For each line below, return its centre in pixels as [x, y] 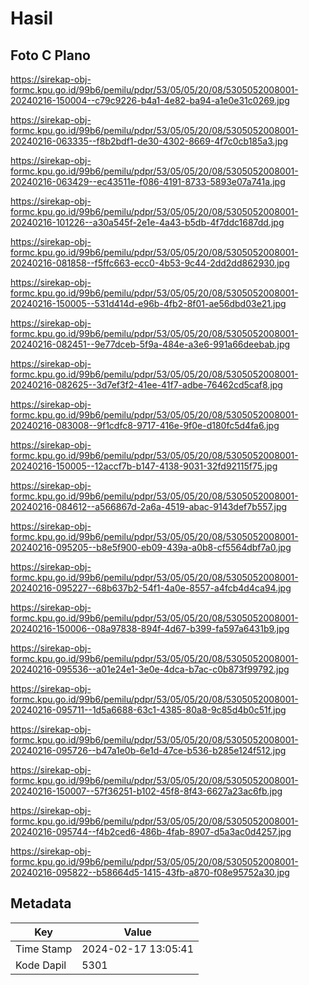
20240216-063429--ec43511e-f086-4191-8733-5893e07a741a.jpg [148, 181]
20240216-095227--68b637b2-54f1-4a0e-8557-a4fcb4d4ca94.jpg [151, 588]
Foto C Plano [50, 55]
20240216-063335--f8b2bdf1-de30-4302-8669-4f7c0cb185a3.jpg [149, 141]
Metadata [41, 903]
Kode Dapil [41, 965]
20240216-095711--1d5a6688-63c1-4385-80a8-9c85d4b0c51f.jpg [148, 710]
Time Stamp [44, 949]
